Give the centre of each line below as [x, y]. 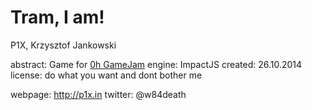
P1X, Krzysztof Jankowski [63, 45]
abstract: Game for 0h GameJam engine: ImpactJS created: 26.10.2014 [156, 64]
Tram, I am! [57, 17]
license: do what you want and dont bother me [106, 75]
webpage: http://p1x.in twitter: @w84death [98, 94]
